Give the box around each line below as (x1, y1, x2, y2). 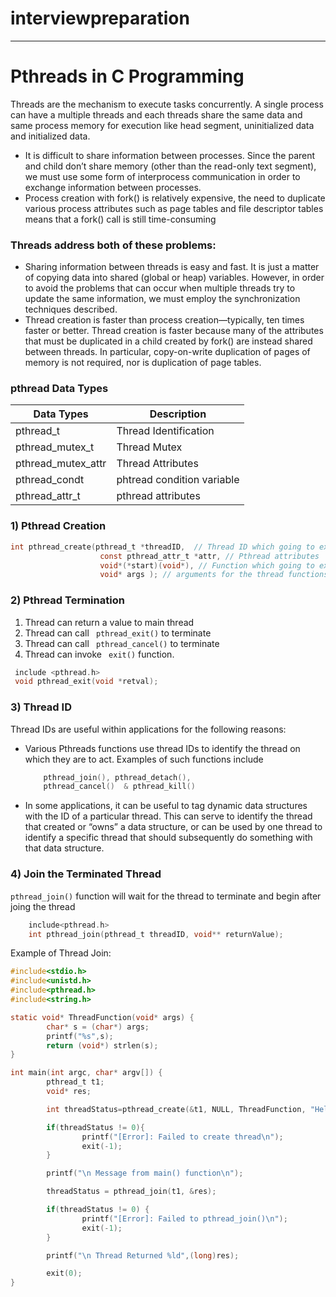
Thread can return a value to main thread (24, 616, 195, 628)
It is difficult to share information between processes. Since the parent (24, 149, 316, 161)
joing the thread (10, 900, 76, 912)
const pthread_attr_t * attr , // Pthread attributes (99, 551, 320, 561)
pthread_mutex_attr (15, 457, 107, 471)
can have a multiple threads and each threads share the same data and (10, 108, 303, 121)
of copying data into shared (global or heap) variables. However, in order (24, 272, 325, 284)
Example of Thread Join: (10, 947, 112, 959)
